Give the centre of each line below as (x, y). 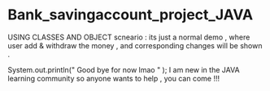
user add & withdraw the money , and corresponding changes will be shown (135, 45)
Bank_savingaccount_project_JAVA (131, 15)
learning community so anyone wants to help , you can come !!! (114, 78)
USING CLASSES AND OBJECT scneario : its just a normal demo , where (129, 37)
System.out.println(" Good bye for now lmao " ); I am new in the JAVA (124, 69)
